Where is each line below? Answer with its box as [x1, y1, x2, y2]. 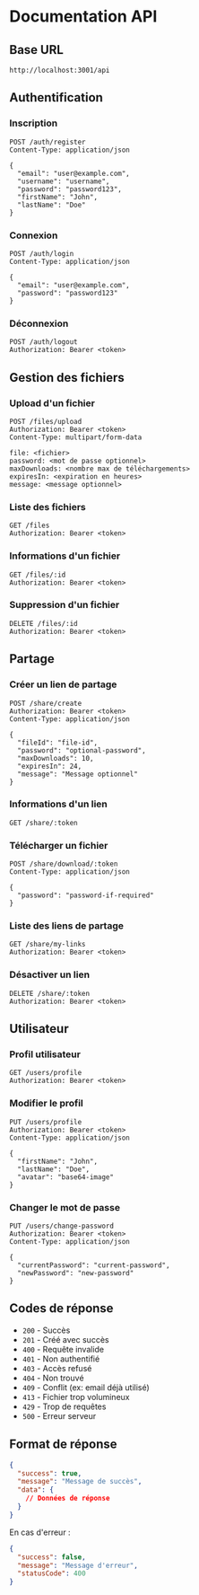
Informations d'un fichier [9, 550, 121, 562]
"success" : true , [17, 1468, 82, 1478]
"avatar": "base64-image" [17, 1172, 115, 1182]
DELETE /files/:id [9, 619, 78, 628]
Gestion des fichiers [9, 370, 125, 385]
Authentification [9, 90, 103, 105]
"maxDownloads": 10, [17, 753, 94, 762]
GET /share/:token [9, 818, 78, 827]
